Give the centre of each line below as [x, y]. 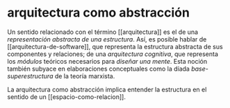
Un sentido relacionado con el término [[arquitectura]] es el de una [103, 32]
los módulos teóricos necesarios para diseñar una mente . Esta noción [107, 61]
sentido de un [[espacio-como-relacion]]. [67, 97]
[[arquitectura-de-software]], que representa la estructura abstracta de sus [115, 46]
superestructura [30, 76]
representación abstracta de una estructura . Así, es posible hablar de [107, 39]
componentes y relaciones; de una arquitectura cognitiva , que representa [113, 54]
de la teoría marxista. [85, 76]
